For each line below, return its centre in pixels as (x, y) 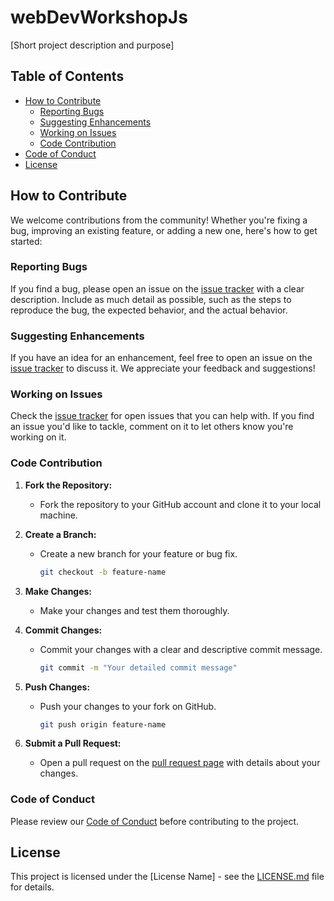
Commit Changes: (63, 630)
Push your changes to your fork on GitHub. (128, 706)
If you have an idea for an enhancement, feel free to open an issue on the (161, 358)
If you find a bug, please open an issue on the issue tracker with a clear (157, 288)
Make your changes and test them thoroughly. (134, 610)
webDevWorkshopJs (99, 17)
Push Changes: (57, 687)
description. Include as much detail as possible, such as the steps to (151, 299)
